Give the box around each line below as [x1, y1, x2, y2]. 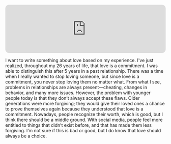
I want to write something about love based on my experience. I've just [5, 57, 154, 63]
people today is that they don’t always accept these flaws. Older [5, 95, 140, 101]
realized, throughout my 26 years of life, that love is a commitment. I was [5, 63, 158, 69]
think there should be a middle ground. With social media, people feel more [5, 117, 163, 123]
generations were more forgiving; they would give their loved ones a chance [5, 101, 165, 106]
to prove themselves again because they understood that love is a [5, 106, 144, 112]
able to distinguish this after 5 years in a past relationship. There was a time [5, 68, 164, 74]
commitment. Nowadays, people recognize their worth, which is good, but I [5, 111, 163, 117]
